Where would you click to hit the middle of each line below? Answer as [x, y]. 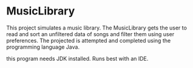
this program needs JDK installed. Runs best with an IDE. [77, 58]
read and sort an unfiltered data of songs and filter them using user [90, 34]
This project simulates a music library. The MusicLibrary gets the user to [96, 28]
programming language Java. [43, 47]
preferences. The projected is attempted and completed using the [89, 40]
